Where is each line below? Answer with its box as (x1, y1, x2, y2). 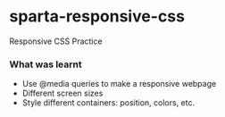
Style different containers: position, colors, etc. (21, 97, 196, 108)
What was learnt (9, 58, 82, 71)
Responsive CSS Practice (9, 36, 103, 46)
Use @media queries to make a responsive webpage (21, 79, 217, 89)
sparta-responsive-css (9, 6, 186, 27)
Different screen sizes (21, 88, 104, 99)
